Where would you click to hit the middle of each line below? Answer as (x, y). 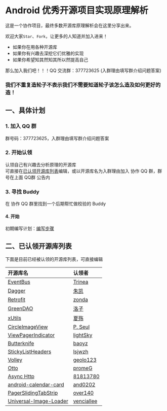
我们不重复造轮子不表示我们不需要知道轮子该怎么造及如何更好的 (83, 85)
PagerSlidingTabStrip (33, 393)
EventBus (19, 282)
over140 (83, 393)
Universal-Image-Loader (38, 401)
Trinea (81, 282)
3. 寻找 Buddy (22, 192)
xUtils (15, 318)
